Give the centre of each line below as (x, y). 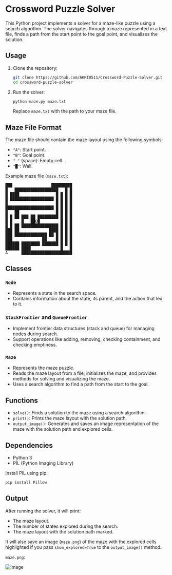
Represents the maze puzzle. (43, 368)
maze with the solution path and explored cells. (63, 429)
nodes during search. (35, 334)
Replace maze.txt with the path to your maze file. (65, 111)
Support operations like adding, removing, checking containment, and (87, 339)
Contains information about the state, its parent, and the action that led (88, 298)
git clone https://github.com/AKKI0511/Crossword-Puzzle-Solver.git (88, 78)
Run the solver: (29, 92)
